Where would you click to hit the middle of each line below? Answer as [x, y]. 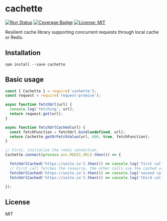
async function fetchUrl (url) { [39, 105]
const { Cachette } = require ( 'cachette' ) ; [51, 91]
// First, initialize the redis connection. [52, 150]
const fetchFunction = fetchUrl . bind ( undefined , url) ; [68, 132]
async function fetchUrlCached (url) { [45, 127]
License [18, 202]
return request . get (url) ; [37, 114]
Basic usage [24, 80]
